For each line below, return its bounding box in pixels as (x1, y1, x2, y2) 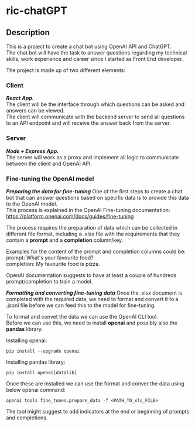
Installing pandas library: (6, 358, 66, 365)
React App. (6, 95, 34, 102)
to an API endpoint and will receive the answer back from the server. (6, 119, 172, 127)
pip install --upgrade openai (6, 348, 80, 354)
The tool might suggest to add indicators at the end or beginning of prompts (6, 408, 190, 415)
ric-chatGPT (6, 4, 67, 18)
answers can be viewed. (6, 107, 65, 114)
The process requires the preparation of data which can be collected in (6, 224, 177, 231)
